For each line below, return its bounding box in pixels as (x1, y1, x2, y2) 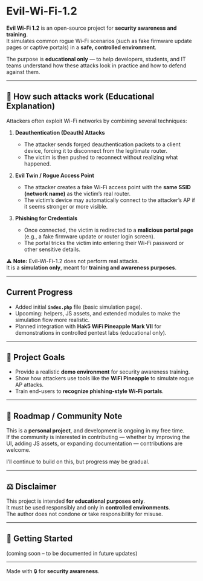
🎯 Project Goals (6, 352, 65, 362)
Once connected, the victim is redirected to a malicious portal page (24, 226, 194, 233)
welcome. (6, 446, 31, 454)
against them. (6, 68, 40, 75)
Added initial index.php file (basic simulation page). (14, 303, 143, 311)
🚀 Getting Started (6, 534, 73, 544)
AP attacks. (14, 381, 44, 389)
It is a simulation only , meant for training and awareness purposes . (6, 264, 177, 271)
